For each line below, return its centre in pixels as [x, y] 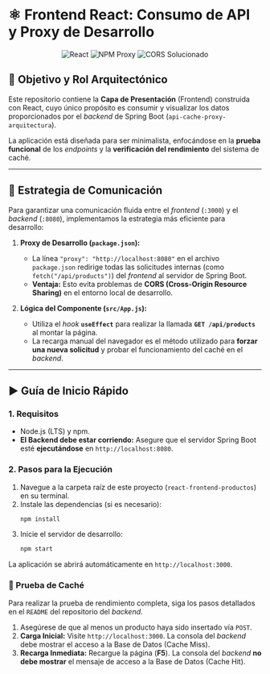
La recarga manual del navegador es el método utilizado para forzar [145, 341]
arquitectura [30, 125]
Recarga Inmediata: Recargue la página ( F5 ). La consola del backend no [141, 653]
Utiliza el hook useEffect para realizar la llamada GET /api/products [143, 323]
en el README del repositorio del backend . [76, 611]
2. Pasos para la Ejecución [61, 469]
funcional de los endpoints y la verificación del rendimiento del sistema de [134, 149]
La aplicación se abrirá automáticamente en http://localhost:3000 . [121, 564]
